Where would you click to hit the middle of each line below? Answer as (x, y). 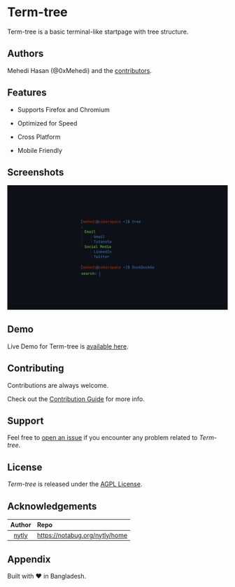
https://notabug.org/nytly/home (83, 535)
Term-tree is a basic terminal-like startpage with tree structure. (98, 32)
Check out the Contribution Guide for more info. (76, 399)
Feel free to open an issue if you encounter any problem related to (102, 438)
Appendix (29, 559)
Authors (26, 54)
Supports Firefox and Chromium (63, 109)
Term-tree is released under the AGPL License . (75, 484)
